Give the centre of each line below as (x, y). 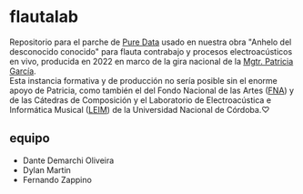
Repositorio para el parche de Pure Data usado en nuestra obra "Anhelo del (151, 42)
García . (23, 71)
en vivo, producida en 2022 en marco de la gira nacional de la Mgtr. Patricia (151, 61)
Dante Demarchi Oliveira (68, 160)
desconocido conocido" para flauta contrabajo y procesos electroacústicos (151, 51)
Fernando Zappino (57, 179)
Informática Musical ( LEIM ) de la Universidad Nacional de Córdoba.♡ (140, 109)
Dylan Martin (46, 169)
